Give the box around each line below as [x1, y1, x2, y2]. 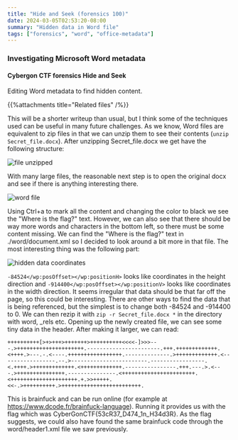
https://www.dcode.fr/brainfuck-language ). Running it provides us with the [7, 402, 226, 411]
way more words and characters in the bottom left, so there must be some [7, 222, 225, 231]
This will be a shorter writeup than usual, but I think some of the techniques [7, 114, 228, 123]
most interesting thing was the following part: [7, 245, 140, 253]
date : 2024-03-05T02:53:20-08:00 [7, 17, 107, 24]
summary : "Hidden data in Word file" [7, 23, 119, 31]
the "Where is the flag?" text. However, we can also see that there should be [7, 214, 231, 224]
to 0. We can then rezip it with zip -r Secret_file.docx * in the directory [7, 310, 222, 319]
